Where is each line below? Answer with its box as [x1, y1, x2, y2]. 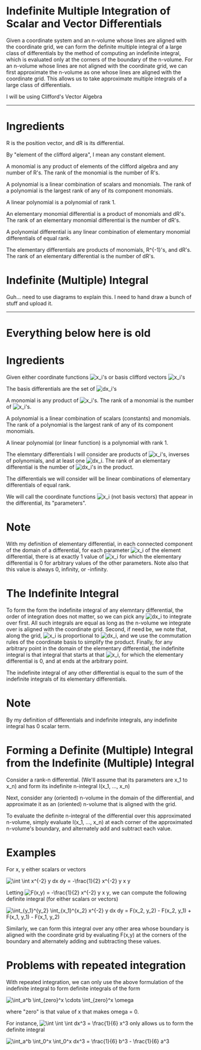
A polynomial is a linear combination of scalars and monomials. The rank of [6, 180, 191, 188]
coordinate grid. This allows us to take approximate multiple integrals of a [6, 75, 187, 82]
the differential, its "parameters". [6, 499, 87, 506]
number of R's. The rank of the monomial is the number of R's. [6, 169, 160, 176]
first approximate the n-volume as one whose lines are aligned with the [6, 68, 181, 76]
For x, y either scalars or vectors [6, 865, 86, 873]
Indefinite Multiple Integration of [6, 4, 171, 18]
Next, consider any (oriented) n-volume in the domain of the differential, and [6, 794, 194, 801]
